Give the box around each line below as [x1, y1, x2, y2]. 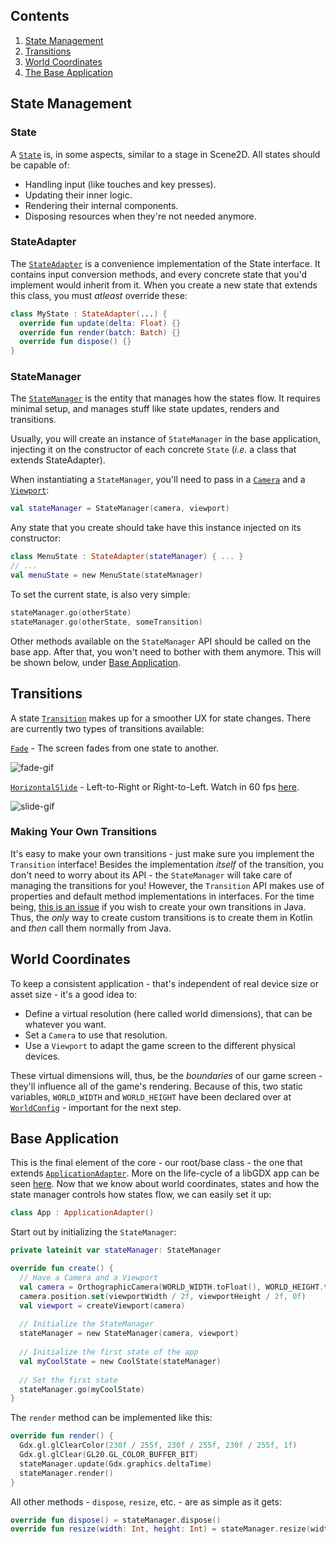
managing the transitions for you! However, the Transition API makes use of [10, 879, 325, 891]
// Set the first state [19, 1375, 118, 1385]
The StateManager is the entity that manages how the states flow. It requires [10, 392, 321, 404]
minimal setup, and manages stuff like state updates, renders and [10, 403, 280, 415]
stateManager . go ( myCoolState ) [19, 1384, 145, 1394]
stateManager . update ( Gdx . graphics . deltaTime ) [19, 1459, 213, 1469]
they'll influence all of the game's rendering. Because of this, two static [10, 1080, 304, 1092]
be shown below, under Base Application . [10, 656, 182, 668]
